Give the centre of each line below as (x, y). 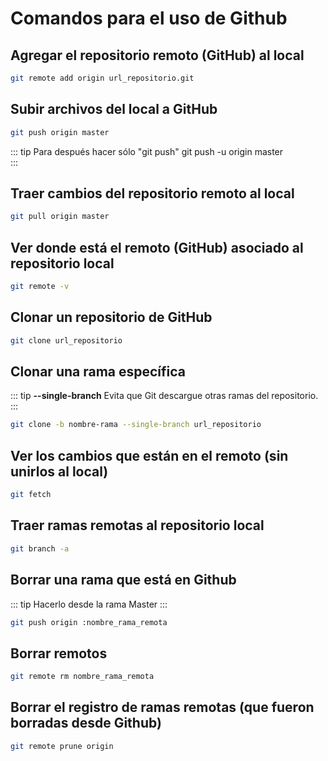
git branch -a (40, 548)
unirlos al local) (59, 471)
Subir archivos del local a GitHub (114, 109)
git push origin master (60, 132)
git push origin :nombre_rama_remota (89, 622)
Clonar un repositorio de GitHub (111, 317)
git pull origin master (60, 217)
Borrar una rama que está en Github (123, 580)
